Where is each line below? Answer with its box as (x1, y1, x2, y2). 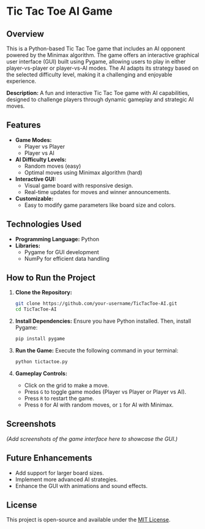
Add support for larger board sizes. (15, 469, 104, 476)
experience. (6, 78, 37, 84)
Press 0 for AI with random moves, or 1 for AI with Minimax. (24, 401, 174, 408)
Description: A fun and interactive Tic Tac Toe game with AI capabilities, (6, 89, 190, 96)
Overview (6, 29, 45, 39)
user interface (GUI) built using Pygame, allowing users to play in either (6, 58, 186, 65)
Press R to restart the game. (24, 394, 95, 402)
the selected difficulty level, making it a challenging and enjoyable (6, 71, 173, 78)
